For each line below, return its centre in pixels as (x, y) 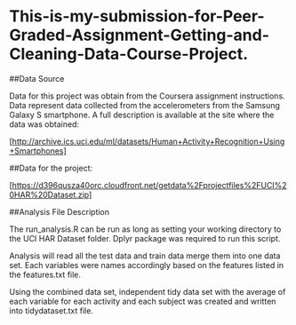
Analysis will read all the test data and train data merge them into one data (145, 256)
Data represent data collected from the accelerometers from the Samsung (144, 105)
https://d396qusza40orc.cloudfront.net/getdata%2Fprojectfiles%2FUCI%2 (149, 185)
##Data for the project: (51, 168)
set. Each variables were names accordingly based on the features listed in (147, 265)
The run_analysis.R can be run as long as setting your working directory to (145, 229)
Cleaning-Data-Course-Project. (129, 54)
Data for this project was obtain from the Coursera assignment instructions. (148, 96)
